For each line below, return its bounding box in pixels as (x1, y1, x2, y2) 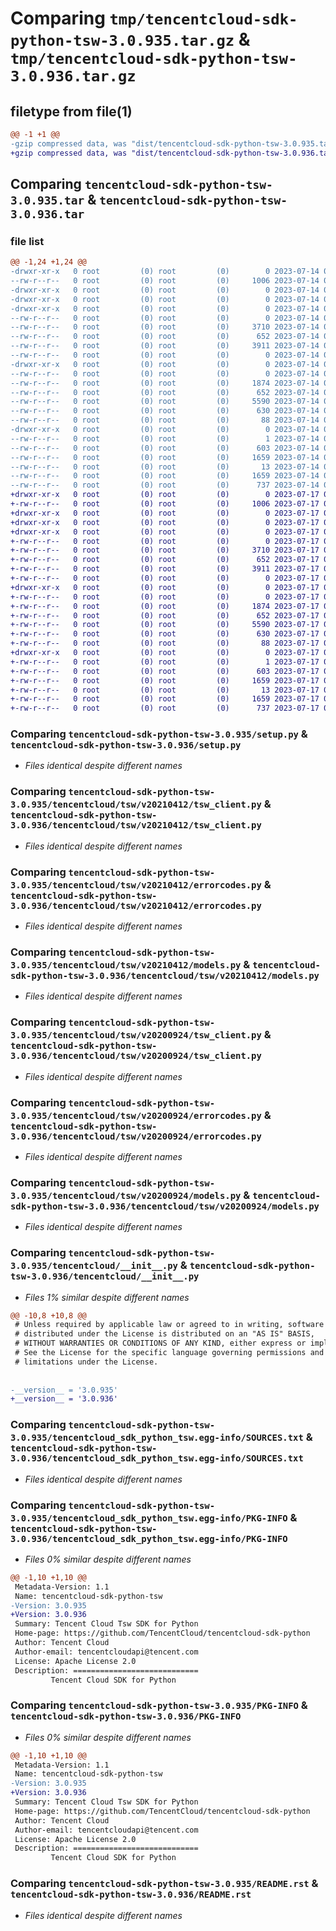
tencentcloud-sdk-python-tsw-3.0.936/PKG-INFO (10, 1711, 242, 1722)
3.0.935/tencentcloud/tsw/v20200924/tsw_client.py (10, 1030, 262, 1041)
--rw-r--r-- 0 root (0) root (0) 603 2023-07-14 (10, 443, 320, 453)
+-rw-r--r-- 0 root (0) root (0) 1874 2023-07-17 (10, 601, 320, 611)
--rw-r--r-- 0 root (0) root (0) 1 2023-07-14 (10, 433, 320, 444)
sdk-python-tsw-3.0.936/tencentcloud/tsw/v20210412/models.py (10, 970, 320, 981)
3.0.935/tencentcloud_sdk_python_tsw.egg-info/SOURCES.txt (10, 1432, 304, 1444)
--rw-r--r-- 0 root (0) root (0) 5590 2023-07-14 (10, 397, 320, 407)
